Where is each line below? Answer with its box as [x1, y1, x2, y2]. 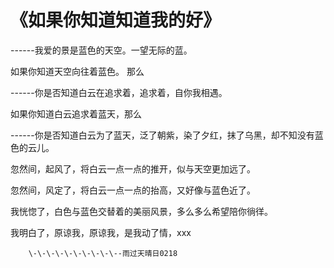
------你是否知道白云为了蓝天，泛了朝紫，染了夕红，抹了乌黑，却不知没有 [10, 129, 315, 141]
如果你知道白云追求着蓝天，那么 [10, 107, 142, 120]
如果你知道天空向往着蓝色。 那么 [10, 65, 145, 77]
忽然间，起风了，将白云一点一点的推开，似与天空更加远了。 [10, 162, 256, 175]
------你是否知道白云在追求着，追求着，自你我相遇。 [10, 86, 228, 98]
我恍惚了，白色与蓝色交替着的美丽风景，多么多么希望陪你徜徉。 [10, 205, 273, 217]
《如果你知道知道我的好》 [10, 9, 222, 32]
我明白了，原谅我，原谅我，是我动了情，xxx [10, 226, 192, 238]
